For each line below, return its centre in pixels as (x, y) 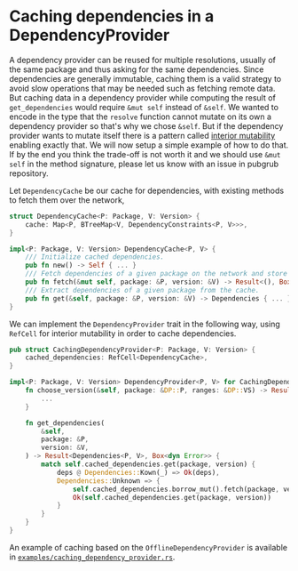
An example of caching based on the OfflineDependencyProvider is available (149, 547)
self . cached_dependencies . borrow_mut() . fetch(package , (176, 489)
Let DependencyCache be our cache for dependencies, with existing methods (147, 190)
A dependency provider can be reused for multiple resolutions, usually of (143, 60)
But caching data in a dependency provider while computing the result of (143, 97)
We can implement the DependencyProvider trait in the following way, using (145, 324)
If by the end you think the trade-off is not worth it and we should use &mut (145, 154)
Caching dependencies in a (112, 16)
